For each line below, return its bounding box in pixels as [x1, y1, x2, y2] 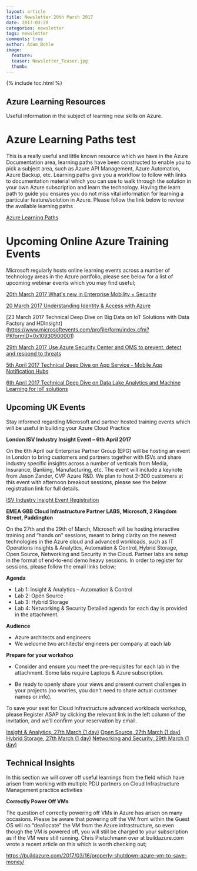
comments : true [6, 36, 44, 42]
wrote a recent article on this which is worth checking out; [6, 840, 147, 847]
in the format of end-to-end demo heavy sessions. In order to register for [6, 557, 183, 564]
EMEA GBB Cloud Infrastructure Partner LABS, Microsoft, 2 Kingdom [6, 508, 177, 515]
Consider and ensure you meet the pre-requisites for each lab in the [14, 663, 180, 670]
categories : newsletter [6, 25, 65, 31]
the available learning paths [6, 203, 74, 210]
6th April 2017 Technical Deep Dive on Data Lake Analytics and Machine [6, 379, 181, 386]
